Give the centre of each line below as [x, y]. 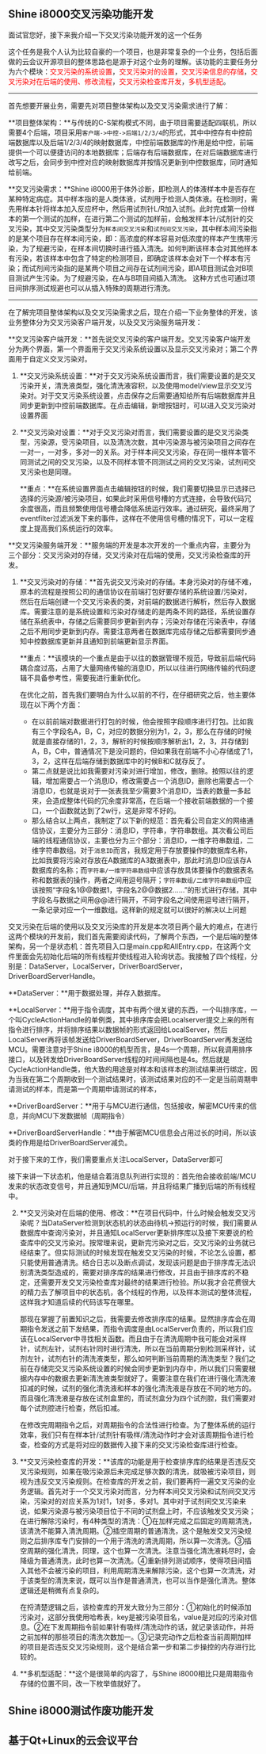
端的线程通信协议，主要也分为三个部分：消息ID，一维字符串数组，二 [142, 840]
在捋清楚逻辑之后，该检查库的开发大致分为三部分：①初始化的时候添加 [135, 1607]
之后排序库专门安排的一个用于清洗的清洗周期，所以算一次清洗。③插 [139, 1541]
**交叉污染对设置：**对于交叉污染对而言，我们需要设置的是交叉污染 [131, 432]
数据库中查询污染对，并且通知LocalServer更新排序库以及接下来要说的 [133, 1232]
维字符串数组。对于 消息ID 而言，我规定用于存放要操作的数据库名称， [141, 850]
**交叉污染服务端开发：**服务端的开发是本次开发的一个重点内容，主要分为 [130, 545]
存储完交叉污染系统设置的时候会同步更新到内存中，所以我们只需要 [141, 1368]
